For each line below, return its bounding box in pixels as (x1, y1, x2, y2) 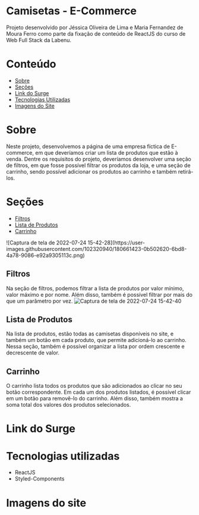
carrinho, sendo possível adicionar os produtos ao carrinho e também (6, 168, 177, 175)
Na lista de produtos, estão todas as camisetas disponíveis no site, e (6, 330, 174, 337)
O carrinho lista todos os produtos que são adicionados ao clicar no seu (6, 382, 182, 390)
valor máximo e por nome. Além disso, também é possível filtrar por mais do (6, 291, 193, 298)
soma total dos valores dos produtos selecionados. (6, 401, 131, 409)
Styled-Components (14, 475, 65, 482)
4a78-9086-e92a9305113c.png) (6, 252, 85, 259)
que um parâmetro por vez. (6, 297, 73, 304)
